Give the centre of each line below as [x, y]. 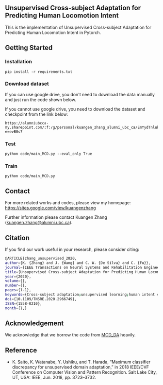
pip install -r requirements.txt [39, 72]
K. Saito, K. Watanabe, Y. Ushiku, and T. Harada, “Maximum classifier [81, 362]
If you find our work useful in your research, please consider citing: [72, 249]
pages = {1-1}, [18, 290]
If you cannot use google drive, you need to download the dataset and [75, 109]
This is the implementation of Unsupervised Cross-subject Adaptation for [78, 27]
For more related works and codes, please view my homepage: [68, 203]
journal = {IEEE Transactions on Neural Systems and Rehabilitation [73, 267]
